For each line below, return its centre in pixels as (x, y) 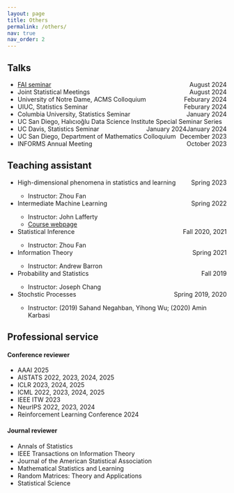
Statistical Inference (46, 231)
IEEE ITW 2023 (39, 400)
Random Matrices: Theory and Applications (79, 476)
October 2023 (206, 143)
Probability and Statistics (53, 273)
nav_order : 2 (26, 40)
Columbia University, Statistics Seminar (74, 114)
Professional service (53, 337)
